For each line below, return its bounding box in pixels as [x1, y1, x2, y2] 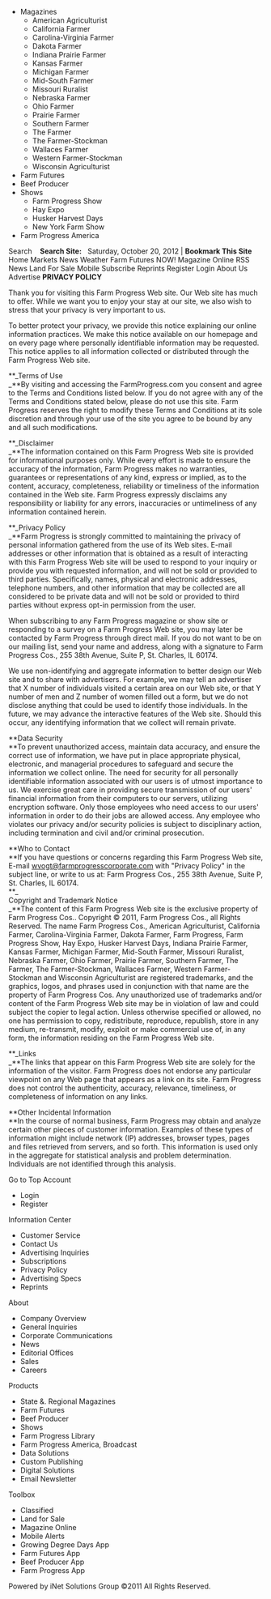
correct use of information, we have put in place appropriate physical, [8, 751, 241, 760]
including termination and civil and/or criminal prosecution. [8, 828, 205, 838]
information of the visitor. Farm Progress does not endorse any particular [8, 1066, 252, 1076]
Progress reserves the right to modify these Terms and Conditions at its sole [8, 405, 263, 415]
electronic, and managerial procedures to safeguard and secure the [8, 759, 234, 769]
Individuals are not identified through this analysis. [8, 1159, 176, 1169]
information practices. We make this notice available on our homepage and [8, 330, 258, 339]
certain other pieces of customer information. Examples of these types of [8, 1125, 253, 1134]
